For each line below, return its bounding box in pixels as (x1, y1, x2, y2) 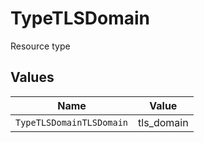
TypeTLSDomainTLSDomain (15, 117, 129, 128)
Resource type (10, 40, 71, 52)
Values (10, 69, 55, 86)
